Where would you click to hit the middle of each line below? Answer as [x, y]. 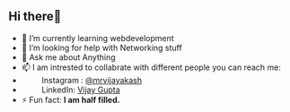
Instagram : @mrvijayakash [92, 80]
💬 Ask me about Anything [68, 57]
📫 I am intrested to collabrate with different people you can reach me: [151, 67]
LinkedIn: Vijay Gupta [81, 90]
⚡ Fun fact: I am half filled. [70, 99]
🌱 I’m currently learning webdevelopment [97, 38]
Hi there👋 [35, 17]
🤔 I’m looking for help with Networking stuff [102, 47]
